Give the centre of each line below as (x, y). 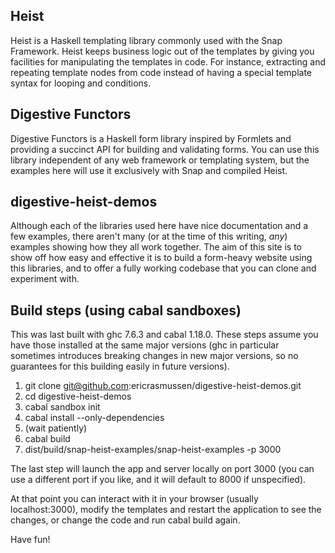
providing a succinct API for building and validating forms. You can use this (165, 149)
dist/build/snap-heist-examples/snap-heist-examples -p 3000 (153, 450)
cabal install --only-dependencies (94, 418)
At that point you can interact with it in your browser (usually (134, 499)
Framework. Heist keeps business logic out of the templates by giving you (162, 51)
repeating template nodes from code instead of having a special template (161, 72)
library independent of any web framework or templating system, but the (160, 160)
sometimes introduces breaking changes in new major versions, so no (154, 356)
